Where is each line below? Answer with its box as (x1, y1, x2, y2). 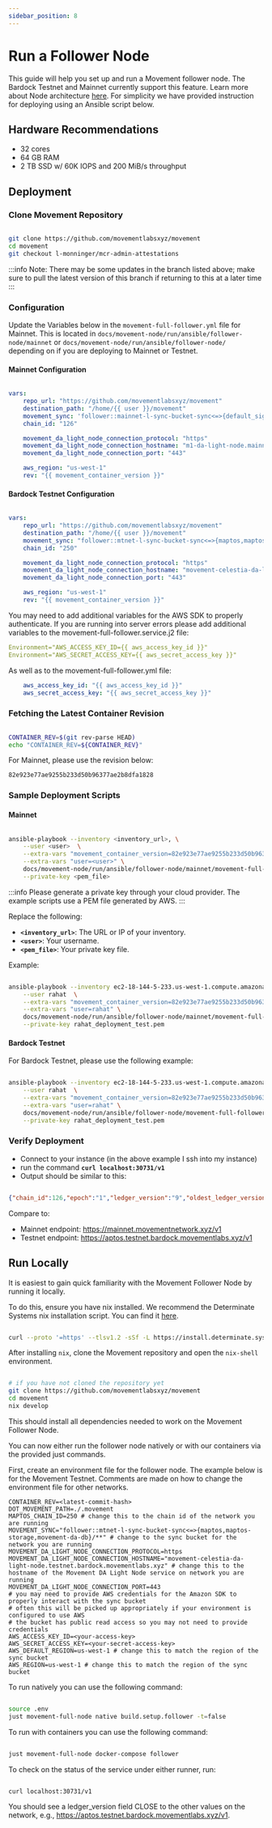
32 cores (19, 144, 50, 154)
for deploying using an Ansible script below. (8, 99, 155, 109)
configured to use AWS (8, 1611, 85, 1619)
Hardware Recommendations (8, 122, 159, 136)
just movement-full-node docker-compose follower (8, 1749, 180, 1758)
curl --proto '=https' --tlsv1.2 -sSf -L (8, 1333, 151, 1341)
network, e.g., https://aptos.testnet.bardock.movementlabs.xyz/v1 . (8, 1810, 231, 1820)
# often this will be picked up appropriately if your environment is (8, 1604, 252, 1612)
